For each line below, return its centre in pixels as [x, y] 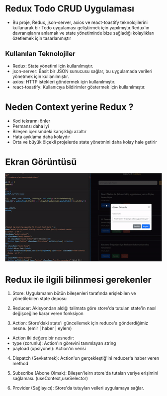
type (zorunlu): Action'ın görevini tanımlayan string [64, 343]
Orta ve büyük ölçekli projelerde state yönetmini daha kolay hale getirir [85, 142]
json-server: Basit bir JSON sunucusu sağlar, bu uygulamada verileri [82, 71]
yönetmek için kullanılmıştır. [41, 76]
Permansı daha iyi [31, 126]
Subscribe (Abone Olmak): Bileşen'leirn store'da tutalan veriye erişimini [85, 373]
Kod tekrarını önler [31, 121]
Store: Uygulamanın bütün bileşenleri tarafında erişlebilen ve [74, 293]
